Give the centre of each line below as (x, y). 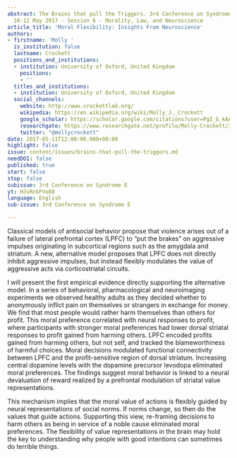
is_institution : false (47, 47)
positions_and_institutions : (56, 60)
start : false (26, 172)
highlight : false (33, 146)
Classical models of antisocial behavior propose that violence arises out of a (118, 231)
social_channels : (39, 100)
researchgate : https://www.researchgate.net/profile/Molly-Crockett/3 (126, 126)
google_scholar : (44, 119)
